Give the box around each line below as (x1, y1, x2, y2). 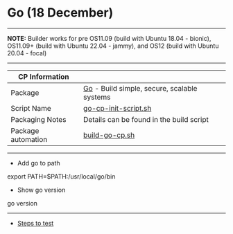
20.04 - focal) (7, 48, 47, 57)
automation (10, 134, 48, 144)
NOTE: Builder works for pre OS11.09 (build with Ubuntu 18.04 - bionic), (7, 34, 212, 42)
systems (83, 92, 111, 102)
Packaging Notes (10, 114, 67, 124)
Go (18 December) (7, 5, 114, 21)
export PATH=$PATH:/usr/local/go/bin (7, 172, 116, 181)
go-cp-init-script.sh (83, 103, 152, 113)
